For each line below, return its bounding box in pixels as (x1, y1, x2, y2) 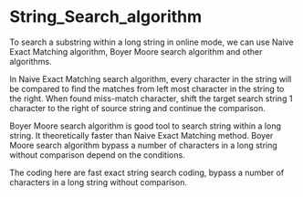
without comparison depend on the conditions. (9, 149, 185, 161)
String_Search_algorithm (9, 6, 203, 27)
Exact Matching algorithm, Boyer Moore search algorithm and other (9, 46, 263, 57)
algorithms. (9, 56, 52, 67)
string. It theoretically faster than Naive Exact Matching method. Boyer (9, 130, 274, 140)
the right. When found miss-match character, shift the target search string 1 (9, 93, 293, 104)
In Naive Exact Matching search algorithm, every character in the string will (9, 73, 292, 84)
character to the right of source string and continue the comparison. (9, 102, 266, 113)
